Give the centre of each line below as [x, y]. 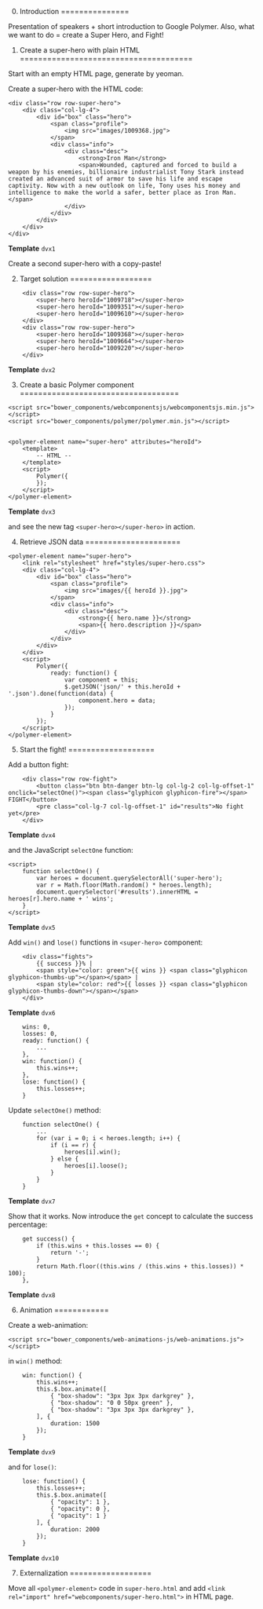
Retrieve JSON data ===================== [100, 542]
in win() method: [35, 1361]
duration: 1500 [75, 1424]
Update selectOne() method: [55, 1110]
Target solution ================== [86, 279]
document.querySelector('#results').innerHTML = [117, 892]
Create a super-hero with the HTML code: [76, 89]
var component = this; [101, 680]
